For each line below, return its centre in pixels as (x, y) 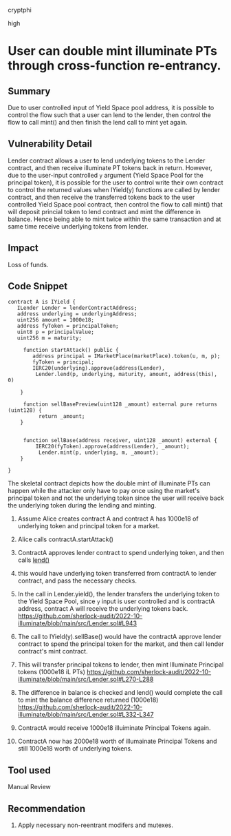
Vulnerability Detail (50, 144)
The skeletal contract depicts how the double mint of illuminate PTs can (109, 483)
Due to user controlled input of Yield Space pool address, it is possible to (111, 107)
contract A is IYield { (42, 302)
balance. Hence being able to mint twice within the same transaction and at (114, 219)
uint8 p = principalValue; (56, 332)
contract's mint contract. (53, 651)
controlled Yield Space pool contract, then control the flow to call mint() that (115, 204)
